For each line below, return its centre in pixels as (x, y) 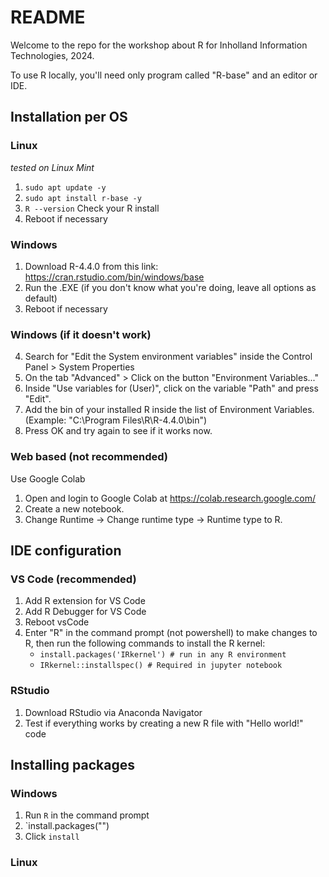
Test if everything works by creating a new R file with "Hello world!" (164, 723)
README (48, 17)
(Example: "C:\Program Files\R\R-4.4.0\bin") (116, 420)
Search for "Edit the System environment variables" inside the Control (168, 357)
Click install (52, 837)
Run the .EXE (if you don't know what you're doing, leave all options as (170, 287)
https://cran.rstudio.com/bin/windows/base (114, 277)
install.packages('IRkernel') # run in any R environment (163, 655)
